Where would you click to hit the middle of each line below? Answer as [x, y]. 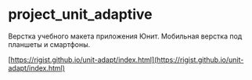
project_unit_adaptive [80, 15]
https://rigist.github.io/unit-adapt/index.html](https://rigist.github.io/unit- [127, 60]
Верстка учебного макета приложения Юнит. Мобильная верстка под [125, 36]
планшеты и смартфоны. [49, 44]
